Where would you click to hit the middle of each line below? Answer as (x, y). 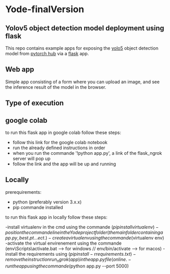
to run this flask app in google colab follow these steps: (63, 132)
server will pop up (32, 159)
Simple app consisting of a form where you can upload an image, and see (82, 82)
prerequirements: (23, 192)
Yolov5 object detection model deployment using (85, 28)
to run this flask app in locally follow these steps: (56, 217)
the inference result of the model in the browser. (56, 87)
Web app (20, 70)
